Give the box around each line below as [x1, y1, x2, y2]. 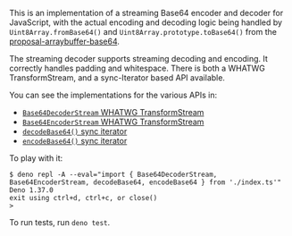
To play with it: [9, 153, 63, 164]
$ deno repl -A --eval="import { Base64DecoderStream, [9, 170, 218, 179]
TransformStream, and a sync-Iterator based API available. [9, 72, 226, 83]
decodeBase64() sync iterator [21, 126, 128, 137]
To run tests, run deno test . [9, 217, 111, 227]
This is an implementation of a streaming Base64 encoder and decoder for [9, 8, 284, 18]
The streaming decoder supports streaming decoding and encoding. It [9, 54, 268, 63]
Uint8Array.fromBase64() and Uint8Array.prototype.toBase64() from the [9, 27, 277, 37]
